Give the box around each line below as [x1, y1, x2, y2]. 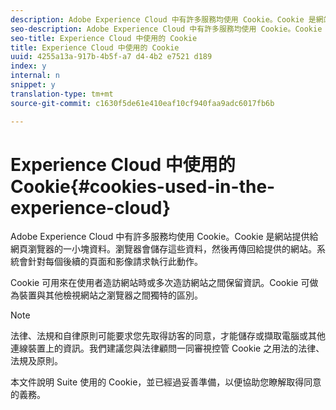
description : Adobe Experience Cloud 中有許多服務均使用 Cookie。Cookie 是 [10, 14, 317, 25]
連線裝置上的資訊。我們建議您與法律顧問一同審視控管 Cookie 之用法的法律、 [10, 342, 325, 355]
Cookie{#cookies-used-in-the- [10, 175, 276, 198]
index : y [10, 61, 47, 71]
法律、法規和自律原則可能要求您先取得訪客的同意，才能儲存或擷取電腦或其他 [10, 330, 326, 342]
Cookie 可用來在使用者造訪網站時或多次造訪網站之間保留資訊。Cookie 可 [10, 277, 310, 289]
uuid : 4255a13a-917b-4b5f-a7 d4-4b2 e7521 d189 [10, 52, 213, 62]
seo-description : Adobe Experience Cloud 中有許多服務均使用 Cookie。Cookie [10, 24, 323, 34]
